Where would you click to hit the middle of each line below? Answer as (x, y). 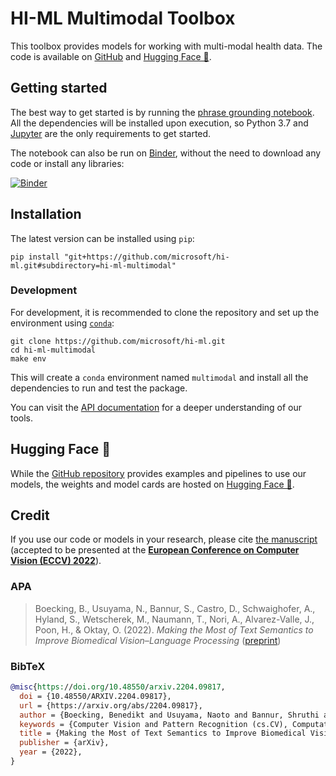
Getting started (59, 88)
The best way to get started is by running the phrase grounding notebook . (162, 112)
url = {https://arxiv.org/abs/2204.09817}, (111, 705)
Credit (30, 515)
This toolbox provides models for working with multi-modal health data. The (166, 46)
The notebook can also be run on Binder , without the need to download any (166, 153)
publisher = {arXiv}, (64, 743)
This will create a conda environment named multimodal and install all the (159, 377)
